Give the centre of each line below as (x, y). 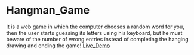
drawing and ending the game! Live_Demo (58, 46)
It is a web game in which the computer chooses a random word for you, (96, 27)
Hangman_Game (48, 10)
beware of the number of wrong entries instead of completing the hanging (98, 39)
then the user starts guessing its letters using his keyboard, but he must (94, 33)
